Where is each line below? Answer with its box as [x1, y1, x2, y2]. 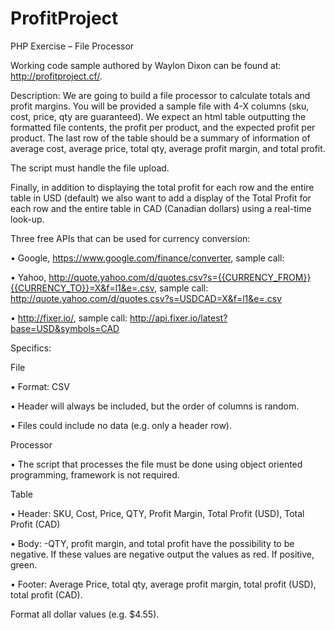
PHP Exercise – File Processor [10, 40, 135, 52]
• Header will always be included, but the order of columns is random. [10, 400, 300, 412]
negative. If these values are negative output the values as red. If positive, [10, 548, 315, 560]
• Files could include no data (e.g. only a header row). [10, 419, 232, 431]
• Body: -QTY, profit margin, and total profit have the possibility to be [10, 537, 295, 549]
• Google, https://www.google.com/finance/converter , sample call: [10, 252, 285, 264]
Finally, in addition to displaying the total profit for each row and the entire [10, 181, 315, 193]
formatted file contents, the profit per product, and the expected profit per [10, 121, 316, 133]
